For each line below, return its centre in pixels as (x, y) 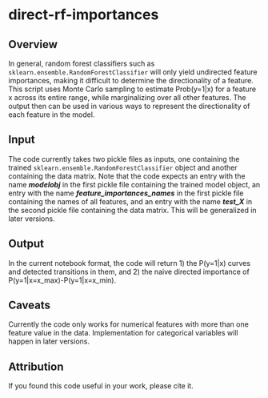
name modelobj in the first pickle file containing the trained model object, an (134, 184)
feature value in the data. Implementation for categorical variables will (123, 333)
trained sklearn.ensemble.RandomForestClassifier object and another (123, 167)
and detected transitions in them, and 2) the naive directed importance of (129, 271)
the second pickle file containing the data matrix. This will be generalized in (133, 210)
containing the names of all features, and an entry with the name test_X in (130, 201)
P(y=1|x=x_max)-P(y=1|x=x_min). (62, 280)
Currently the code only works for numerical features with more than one (129, 324)
